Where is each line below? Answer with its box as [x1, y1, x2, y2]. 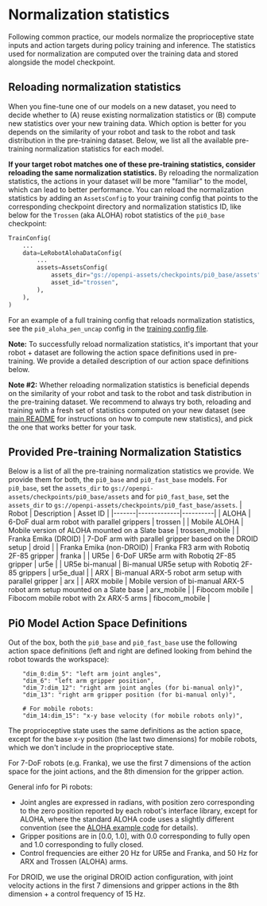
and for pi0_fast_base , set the [130, 492, 230, 501]
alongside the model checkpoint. [8, 57, 115, 67]
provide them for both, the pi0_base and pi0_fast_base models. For [8, 475, 228, 484]
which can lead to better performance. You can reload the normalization [8, 185, 244, 194]
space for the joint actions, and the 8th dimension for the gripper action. [8, 767, 245, 776]
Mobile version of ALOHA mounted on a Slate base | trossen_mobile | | [8, 526, 239, 535]
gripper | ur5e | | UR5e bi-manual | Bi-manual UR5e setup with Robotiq [8, 559, 240, 569]
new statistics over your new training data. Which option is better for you [8, 118, 246, 128]
